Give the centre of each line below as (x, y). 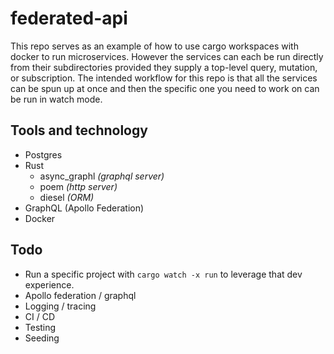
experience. (49, 284)
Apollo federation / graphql (80, 295)
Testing (40, 327)
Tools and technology (79, 130)
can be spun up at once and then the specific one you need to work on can (165, 88)
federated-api (69, 18)
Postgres (43, 154)
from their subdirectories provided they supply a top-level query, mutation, (164, 67)
